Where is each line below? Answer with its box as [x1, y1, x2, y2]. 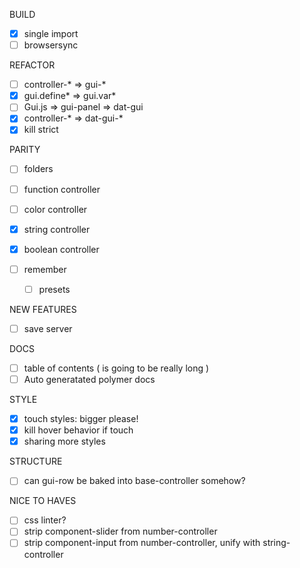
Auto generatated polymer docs [23, 374, 156, 385]
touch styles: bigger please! [23, 413, 139, 425]
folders [23, 163, 54, 175]
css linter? [23, 514, 67, 526]
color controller [23, 203, 88, 215]
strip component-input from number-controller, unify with [23, 537, 261, 549]
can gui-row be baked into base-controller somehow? [23, 475, 246, 487]
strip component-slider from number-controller [23, 525, 218, 538]
